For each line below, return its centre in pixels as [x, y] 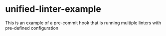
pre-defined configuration [32, 28]
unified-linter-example [53, 9]
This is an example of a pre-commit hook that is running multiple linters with [83, 23]
